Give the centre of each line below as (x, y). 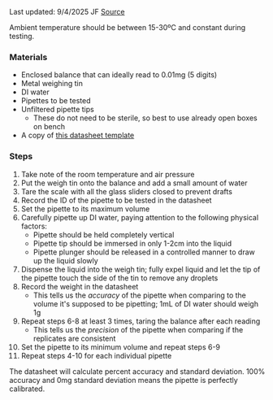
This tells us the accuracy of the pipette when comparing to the (139, 295)
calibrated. (27, 389)
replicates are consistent (74, 338)
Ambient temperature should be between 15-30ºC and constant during (128, 27)
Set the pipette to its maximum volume (85, 209)
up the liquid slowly (65, 260)
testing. (22, 36)
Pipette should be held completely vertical (104, 234)
